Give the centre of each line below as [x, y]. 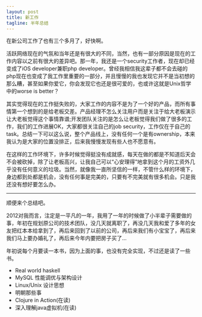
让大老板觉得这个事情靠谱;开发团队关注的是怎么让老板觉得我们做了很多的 [97, 119]
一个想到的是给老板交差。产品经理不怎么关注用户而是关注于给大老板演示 [106, 111]
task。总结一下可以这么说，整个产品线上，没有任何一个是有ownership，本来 [101, 134]
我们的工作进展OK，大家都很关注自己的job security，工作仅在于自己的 [103, 126]
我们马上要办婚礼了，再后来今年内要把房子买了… [67, 238]
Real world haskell [37, 271]
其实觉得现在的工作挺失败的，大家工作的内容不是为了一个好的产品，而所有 [98, 104]
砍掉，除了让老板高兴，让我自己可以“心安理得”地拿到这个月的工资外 [106, 162]
